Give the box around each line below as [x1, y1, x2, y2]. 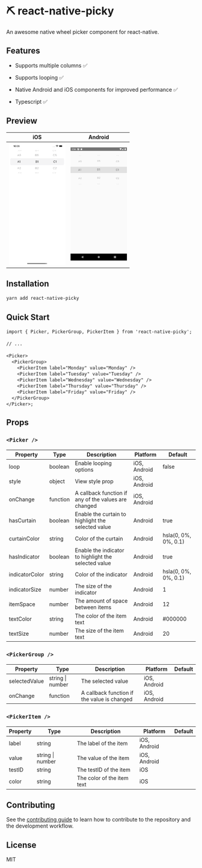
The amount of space [75, 597, 128, 604]
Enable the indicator [75, 546, 124, 554]
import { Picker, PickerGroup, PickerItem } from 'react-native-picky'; [6, 329, 192, 335]
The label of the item [77, 740, 128, 747]
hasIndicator [8, 553, 40, 560]
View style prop [75, 478, 114, 485]
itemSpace [8, 600, 35, 607]
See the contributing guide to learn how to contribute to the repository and [6, 816, 191, 823]
